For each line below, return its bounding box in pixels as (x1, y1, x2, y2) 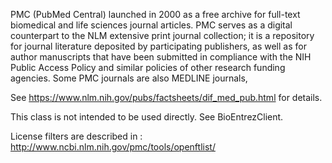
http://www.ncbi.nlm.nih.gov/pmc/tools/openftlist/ (10, 141, 216, 153)
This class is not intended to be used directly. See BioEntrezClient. (10, 111, 284, 123)
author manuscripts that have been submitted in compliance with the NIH (10, 51, 312, 63)
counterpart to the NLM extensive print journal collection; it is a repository (10, 30, 315, 41)
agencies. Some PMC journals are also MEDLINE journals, (10, 72, 248, 84)
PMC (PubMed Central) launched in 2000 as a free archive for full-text (10, 9, 301, 20)
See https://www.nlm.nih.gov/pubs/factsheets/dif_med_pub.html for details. (10, 92, 323, 103)
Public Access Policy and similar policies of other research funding (10, 62, 286, 73)
